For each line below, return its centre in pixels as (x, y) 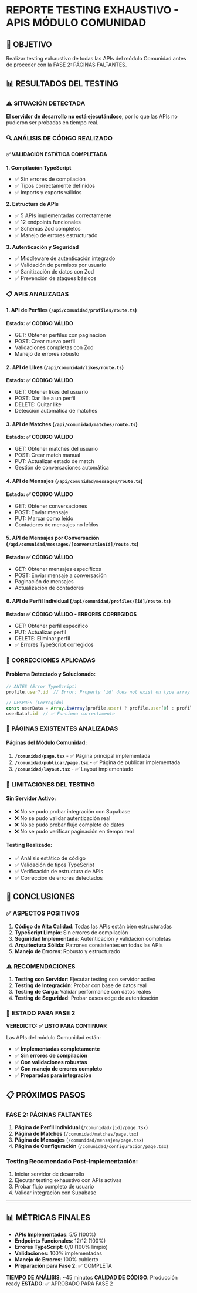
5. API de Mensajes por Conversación (53, 538)
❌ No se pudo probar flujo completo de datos (69, 825)
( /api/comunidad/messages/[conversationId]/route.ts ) (72, 544)
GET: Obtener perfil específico (51, 626)
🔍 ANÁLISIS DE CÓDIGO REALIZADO (60, 138)
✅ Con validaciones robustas (51, 1062)
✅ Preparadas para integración (53, 1075)
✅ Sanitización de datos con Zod (54, 271)
